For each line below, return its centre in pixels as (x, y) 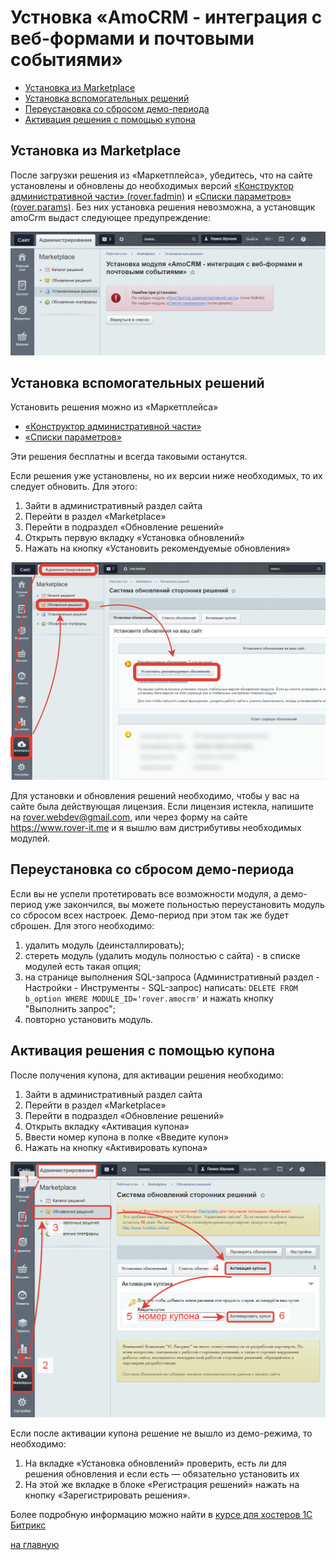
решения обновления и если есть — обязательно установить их (162, 1473)
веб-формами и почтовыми (132, 38)
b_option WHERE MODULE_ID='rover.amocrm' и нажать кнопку (149, 998)
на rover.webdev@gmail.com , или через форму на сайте (129, 817)
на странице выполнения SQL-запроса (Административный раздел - (172, 977)
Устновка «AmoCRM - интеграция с (166, 17)
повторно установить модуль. (89, 1019)
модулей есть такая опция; (83, 966)
